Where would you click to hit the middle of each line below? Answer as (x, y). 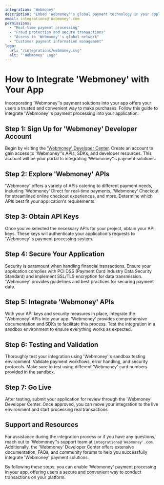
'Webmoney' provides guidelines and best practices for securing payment (80, 281)
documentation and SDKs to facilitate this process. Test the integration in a (80, 324)
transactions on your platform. (35, 477)
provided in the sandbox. (30, 372)
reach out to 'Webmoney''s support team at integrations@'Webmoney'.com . (80, 442)
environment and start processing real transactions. (57, 409)
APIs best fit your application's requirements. (51, 201)
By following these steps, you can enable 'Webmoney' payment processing (81, 466)
